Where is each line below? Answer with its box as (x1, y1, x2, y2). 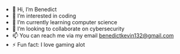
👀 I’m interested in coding (12, 12, 77, 19)
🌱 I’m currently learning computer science (12, 19, 117, 25)
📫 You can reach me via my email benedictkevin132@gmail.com (12, 32, 175, 39)
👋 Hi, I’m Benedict (12, 6, 57, 13)
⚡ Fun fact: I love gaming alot (12, 41, 85, 48)
